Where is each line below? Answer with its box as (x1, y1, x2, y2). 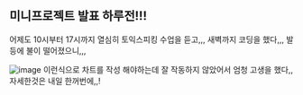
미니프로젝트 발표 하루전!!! (9, 8, 147, 24)
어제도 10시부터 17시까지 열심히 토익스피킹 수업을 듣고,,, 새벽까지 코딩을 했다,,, (9, 34, 285, 45)
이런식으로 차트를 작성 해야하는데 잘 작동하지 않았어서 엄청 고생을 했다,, (43, 64, 293, 74)
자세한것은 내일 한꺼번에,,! (9, 75, 101, 86)
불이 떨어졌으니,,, (25, 45, 87, 56)
